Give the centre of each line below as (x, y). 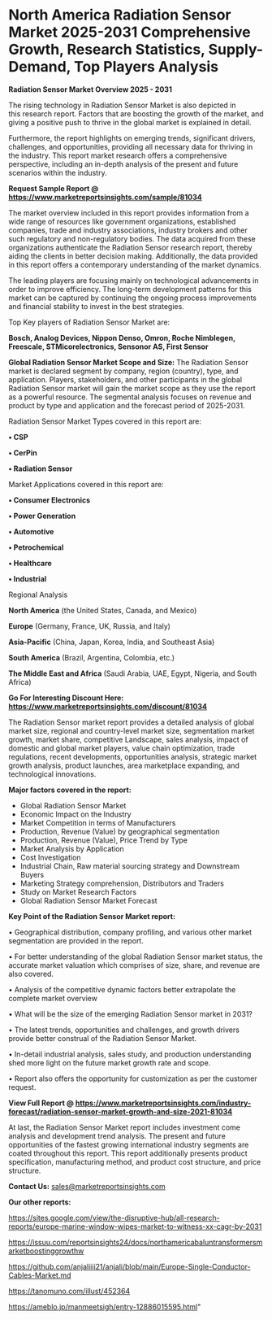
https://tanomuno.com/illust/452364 (69, 1291)
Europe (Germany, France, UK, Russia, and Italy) (89, 626)
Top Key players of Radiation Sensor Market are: (89, 322)
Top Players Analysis (146, 67)
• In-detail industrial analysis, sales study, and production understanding (130, 1054)
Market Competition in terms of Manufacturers (98, 822)
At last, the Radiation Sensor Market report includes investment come (125, 1127)
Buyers (32, 874)
